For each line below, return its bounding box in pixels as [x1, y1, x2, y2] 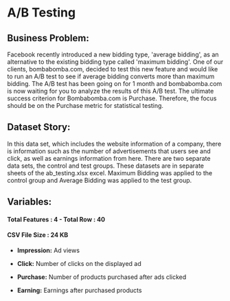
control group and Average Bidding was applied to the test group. [7, 176, 192, 184]
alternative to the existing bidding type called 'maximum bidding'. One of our [7, 58, 224, 66]
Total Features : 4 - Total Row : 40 [7, 215, 105, 223]
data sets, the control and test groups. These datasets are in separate [7, 161, 205, 170]
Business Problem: [7, 32, 89, 44]
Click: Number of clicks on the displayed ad [16, 260, 142, 267]
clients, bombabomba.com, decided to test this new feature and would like [7, 65, 218, 73]
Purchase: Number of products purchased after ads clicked [16, 273, 187, 281]
